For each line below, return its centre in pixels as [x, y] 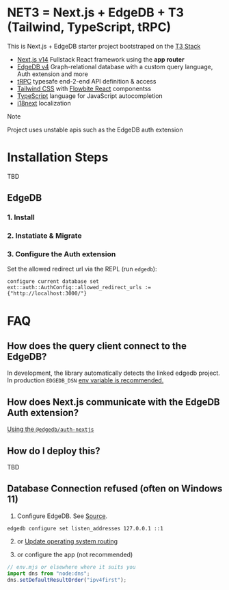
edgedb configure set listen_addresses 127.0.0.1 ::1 [85, 528]
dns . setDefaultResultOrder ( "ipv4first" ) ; [67, 580]
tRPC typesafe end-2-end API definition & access [86, 81]
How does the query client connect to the [97, 346]
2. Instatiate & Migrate [44, 236]
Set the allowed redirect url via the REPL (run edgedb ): [82, 269]
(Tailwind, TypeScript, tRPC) [89, 27]
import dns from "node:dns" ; [49, 574]
